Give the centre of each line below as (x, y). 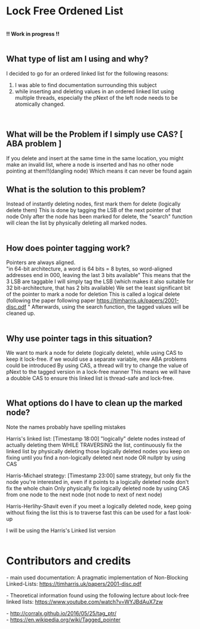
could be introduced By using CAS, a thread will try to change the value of (97, 365)
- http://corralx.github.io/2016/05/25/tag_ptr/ (61, 613)
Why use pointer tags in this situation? (79, 338)
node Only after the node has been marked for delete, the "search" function (99, 217)
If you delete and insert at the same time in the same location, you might (95, 158)
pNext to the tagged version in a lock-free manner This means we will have (99, 372)
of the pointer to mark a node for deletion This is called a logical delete (93, 294)
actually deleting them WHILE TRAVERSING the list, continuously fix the (94, 445)
